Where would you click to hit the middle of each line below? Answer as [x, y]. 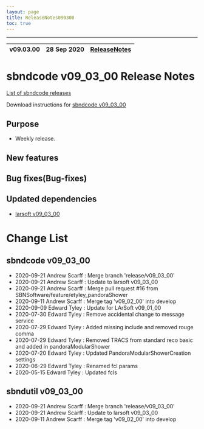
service [25, 321]
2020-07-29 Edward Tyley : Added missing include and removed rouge [104, 327]
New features [32, 158]
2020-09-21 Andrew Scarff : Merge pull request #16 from [87, 288]
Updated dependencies [52, 199]
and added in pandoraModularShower [63, 346]
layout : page [23, 12]
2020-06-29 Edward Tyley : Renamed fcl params [76, 366]
